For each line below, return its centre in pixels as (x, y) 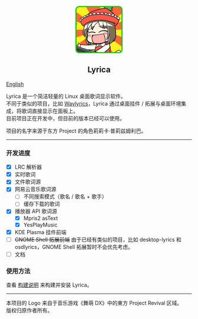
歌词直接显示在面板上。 (50, 111)
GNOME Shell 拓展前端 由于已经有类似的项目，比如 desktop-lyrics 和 (98, 239)
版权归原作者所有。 (29, 310)
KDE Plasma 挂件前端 (40, 232)
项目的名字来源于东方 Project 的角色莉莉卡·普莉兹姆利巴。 (76, 131)
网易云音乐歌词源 (35, 189)
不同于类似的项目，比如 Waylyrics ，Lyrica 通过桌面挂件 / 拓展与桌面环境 (94, 103)
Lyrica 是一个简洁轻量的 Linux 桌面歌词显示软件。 (66, 96)
